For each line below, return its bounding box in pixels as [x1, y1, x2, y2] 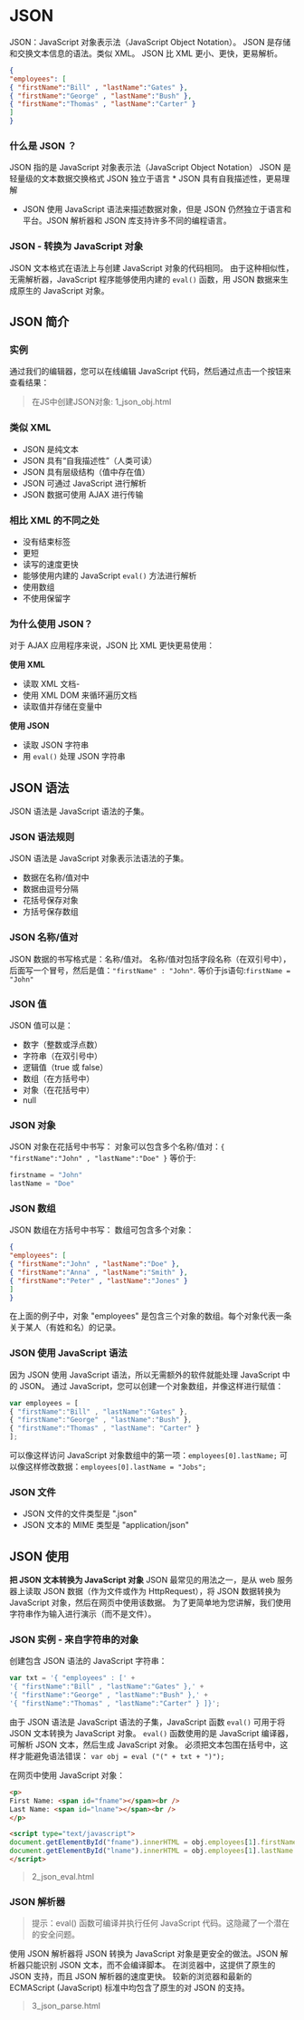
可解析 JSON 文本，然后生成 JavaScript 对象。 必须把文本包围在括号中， [9, 1739, 280, 1750]
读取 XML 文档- [22, 679, 81, 690]
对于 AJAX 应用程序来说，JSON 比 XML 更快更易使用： [9, 640, 215, 651]
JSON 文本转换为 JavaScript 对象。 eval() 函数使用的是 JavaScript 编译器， [9, 1727, 294, 1738]
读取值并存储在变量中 [22, 701, 102, 712]
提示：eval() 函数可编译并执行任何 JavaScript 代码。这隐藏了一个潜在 [31, 1918, 290, 1928]
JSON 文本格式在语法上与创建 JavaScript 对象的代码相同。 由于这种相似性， [9, 262, 294, 273]
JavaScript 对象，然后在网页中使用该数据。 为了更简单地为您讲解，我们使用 [9, 1597, 292, 1609]
